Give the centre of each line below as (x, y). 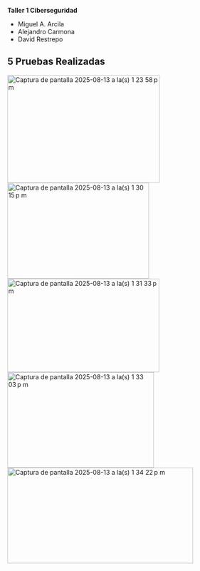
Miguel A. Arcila (41, 24)
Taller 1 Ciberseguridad (42, 10)
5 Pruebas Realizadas (56, 62)
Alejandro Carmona (46, 32)
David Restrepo (40, 39)
